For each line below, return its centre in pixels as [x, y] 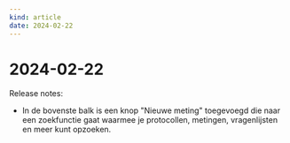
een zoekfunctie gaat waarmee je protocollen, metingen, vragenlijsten [149, 120]
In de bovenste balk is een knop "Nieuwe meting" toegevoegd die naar [151, 110]
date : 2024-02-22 [41, 26]
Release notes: [36, 94]
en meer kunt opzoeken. [67, 130]
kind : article [35, 17]
